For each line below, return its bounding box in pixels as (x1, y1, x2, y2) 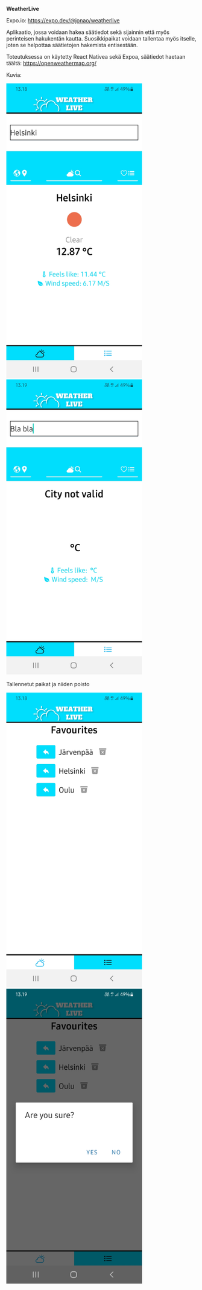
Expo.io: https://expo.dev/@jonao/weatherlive (6, 17, 120, 24)
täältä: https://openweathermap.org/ (6, 60, 97, 67)
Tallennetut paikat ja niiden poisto (6, 681, 90, 687)
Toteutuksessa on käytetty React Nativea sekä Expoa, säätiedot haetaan (6, 53, 186, 60)
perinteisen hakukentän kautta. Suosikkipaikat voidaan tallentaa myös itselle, (6, 35, 197, 42)
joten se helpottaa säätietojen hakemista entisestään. (6, 42, 138, 48)
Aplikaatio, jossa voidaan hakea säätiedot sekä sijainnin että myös (6, 28, 170, 36)
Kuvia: (6, 71, 22, 78)
